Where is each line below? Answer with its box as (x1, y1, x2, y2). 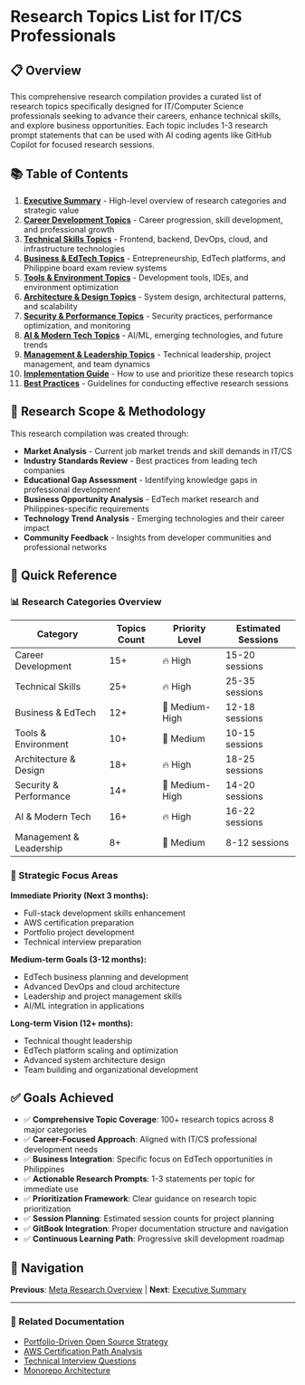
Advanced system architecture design (23, 1054, 166, 1065)
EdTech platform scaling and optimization (23, 1045, 179, 1056)
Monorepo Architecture (23, 1364, 111, 1376)
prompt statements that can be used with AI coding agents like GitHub (10, 129, 272, 140)
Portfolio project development (23, 926, 135, 937)
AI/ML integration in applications (23, 1000, 145, 1010)
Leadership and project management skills (23, 991, 183, 1001)
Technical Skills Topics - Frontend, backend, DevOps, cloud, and (23, 233, 268, 244)
